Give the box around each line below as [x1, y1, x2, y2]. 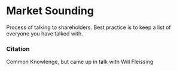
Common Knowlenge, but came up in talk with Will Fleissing [6, 58, 154, 66]
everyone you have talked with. [6, 30, 84, 37]
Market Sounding [6, 4, 94, 18]
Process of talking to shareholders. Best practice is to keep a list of [6, 24, 172, 31]
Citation [6, 44, 30, 53]
